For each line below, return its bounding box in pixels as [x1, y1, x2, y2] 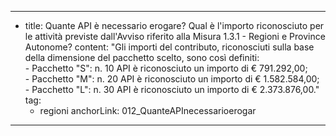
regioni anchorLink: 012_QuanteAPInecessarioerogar [39, 105, 257, 116]
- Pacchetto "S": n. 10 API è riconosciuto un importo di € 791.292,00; [24, 62, 308, 74]
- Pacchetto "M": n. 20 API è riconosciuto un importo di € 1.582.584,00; [24, 73, 320, 85]
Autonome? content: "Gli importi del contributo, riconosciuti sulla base [24, 41, 315, 53]
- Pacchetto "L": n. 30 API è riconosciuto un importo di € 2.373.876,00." [24, 84, 320, 95]
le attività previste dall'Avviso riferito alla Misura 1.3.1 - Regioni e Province [24, 31, 326, 42]
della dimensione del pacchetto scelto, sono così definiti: [24, 52, 260, 63]
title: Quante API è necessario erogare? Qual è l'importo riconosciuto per [24, 20, 325, 31]
